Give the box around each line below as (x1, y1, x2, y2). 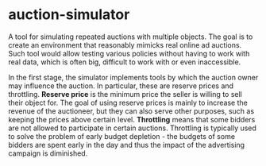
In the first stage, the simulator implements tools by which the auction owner (8, 72, 259, 82)
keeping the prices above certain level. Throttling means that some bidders (8, 114, 256, 124)
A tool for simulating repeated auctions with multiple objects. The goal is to (8, 32, 253, 41)
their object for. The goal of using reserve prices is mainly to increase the (8, 98, 248, 107)
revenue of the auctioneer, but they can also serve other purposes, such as (8, 106, 255, 116)
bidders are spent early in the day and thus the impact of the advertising (8, 140, 245, 149)
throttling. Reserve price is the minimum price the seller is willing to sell (8, 89, 242, 98)
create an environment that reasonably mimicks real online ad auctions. (8, 40, 242, 49)
